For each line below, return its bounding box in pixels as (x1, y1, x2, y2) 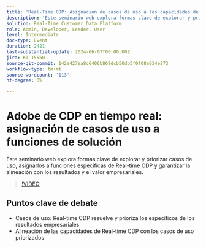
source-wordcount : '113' (6, 72, 70, 78)
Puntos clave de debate (6, 198, 98, 208)
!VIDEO (21, 180, 40, 188)
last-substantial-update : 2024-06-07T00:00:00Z (6, 49, 131, 55)
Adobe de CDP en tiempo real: (6, 109, 162, 123)
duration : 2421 (6, 44, 45, 50)
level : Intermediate (6, 32, 59, 38)
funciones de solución (6, 135, 123, 149)
